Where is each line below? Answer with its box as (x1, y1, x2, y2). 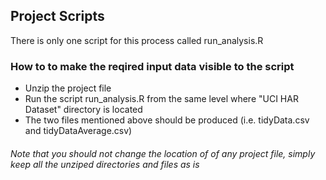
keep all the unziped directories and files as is (10, 158, 200, 170)
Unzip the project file (24, 82, 112, 94)
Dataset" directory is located (24, 104, 143, 116)
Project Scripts (10, 8, 105, 25)
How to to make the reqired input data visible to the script (10, 59, 295, 73)
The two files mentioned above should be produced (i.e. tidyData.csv (24, 114, 310, 126)
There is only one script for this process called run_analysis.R (10, 34, 264, 46)
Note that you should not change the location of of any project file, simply (10, 147, 316, 159)
